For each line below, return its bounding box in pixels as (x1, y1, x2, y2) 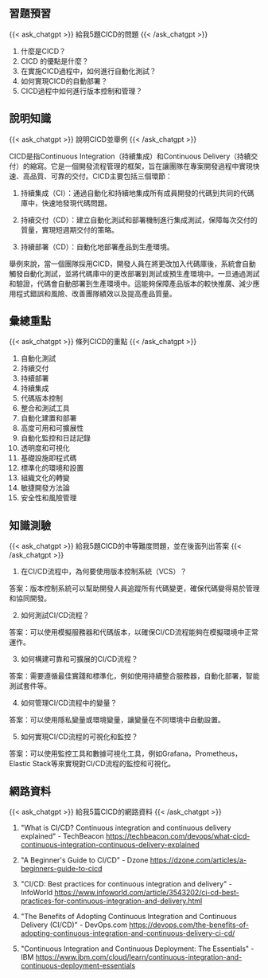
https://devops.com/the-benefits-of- (129, 920, 250, 929)
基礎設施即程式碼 (20, 453, 77, 463)
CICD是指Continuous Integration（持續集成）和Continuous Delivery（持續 (9, 151, 251, 161)
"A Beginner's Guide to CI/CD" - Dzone (20, 855, 149, 865)
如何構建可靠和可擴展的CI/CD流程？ (20, 655, 138, 664)
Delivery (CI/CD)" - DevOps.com (20, 920, 128, 929)
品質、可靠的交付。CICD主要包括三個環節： (29, 171, 173, 181)
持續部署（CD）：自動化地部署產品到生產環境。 (20, 241, 174, 252)
